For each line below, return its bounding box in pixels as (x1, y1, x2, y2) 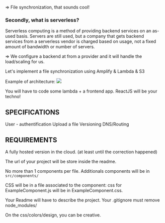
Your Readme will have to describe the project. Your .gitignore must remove (5, 197, 160, 203)
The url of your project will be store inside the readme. (5, 158, 117, 164)
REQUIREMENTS (5, 135, 57, 144)
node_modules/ (5, 202, 37, 208)
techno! (5, 94, 21, 100)
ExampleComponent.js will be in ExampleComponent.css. (5, 187, 123, 193)
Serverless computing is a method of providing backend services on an (5, 28, 152, 34)
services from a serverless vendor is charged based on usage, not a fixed (5, 38, 157, 44)
